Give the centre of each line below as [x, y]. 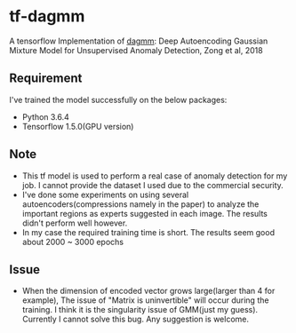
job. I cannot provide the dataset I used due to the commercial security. [153, 185]
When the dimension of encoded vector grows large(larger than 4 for [148, 291]
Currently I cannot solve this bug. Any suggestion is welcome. [135, 319]
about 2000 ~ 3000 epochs [73, 242]
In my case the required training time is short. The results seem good [148, 232]
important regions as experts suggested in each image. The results [145, 213]
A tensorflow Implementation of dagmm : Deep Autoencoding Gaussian [139, 41]
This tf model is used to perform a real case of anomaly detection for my [155, 176]
